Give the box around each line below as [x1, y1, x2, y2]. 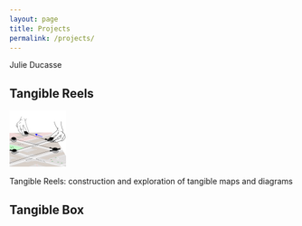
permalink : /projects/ [9, 33, 95, 42]
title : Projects [9, 24, 71, 33]
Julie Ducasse [9, 60, 62, 71]
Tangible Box [9, 202, 84, 217]
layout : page [9, 14, 59, 24]
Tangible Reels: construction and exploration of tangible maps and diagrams [9, 176, 294, 187]
